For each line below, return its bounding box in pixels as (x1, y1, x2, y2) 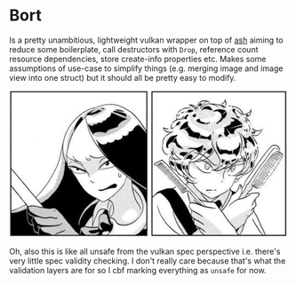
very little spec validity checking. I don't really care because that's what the (9, 255, 286, 266)
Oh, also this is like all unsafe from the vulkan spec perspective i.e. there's (9, 246, 281, 256)
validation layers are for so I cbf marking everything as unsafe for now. (9, 264, 267, 275)
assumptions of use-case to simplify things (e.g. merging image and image (9, 63, 284, 74)
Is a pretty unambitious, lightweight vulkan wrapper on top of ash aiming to (9, 35, 284, 45)
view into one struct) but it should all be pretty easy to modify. (9, 72, 236, 83)
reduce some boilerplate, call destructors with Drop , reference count (9, 43, 259, 54)
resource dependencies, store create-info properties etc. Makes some (9, 53, 267, 64)
